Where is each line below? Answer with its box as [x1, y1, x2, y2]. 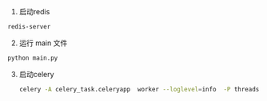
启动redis [18, 7, 50, 16]
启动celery [18, 69, 54, 79]
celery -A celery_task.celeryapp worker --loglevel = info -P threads [18, 85, 260, 93]
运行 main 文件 [18, 38, 68, 48]
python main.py [7, 54, 58, 62]
